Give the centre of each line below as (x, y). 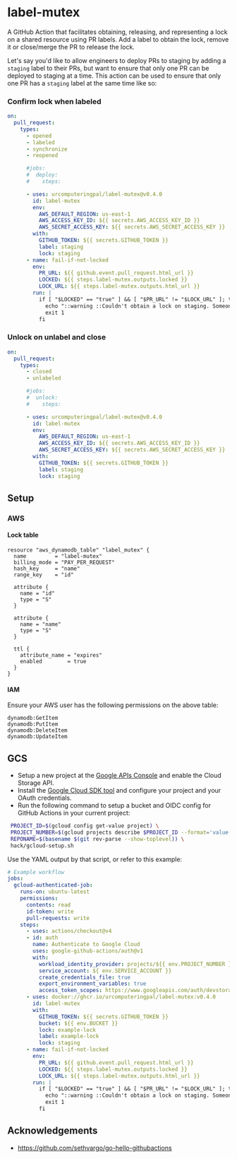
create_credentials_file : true (85, 977)
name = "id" (37, 594)
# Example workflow (36, 872)
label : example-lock (69, 1037)
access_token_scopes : (70, 991)
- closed (39, 372)
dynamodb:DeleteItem (38, 730)
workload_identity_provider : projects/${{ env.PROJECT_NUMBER (132, 964)
